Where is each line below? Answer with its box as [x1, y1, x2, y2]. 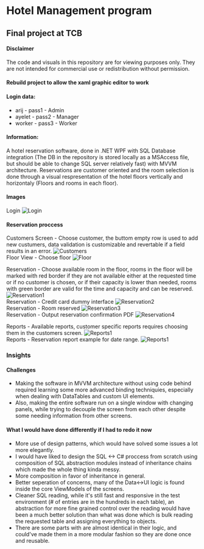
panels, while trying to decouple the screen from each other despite [15, 406, 186, 413]
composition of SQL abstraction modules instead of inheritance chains [15, 459, 192, 467]
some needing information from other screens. [15, 412, 133, 420]
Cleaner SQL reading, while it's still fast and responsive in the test [15, 492, 180, 499]
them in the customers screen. [6, 329, 83, 337]
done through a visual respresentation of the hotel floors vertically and [6, 173, 183, 180]
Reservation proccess [6, 221, 63, 228]
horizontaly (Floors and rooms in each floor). [6, 179, 119, 187]
